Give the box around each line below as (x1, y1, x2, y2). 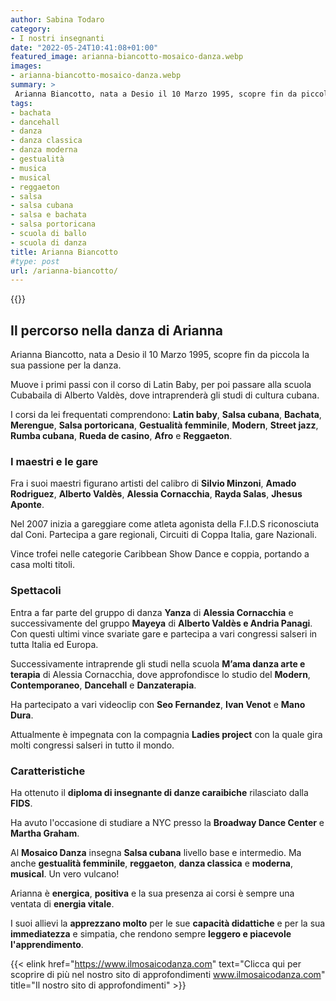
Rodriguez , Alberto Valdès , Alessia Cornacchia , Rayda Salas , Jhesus (10, 488, 303, 500)
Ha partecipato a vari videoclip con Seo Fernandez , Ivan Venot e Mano (10, 698, 306, 710)
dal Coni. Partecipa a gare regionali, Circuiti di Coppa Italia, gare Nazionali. (10, 529, 318, 541)
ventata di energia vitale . (10, 897, 115, 910)
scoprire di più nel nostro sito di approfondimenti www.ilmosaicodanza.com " (10, 968, 326, 980)
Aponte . (10, 499, 45, 511)
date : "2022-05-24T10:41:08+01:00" (10, 42, 159, 53)
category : (10, 24, 52, 34)
